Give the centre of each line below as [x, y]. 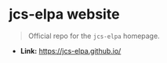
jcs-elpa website [64, 14]
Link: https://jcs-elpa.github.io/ [71, 51]
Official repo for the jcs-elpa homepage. [94, 36]
